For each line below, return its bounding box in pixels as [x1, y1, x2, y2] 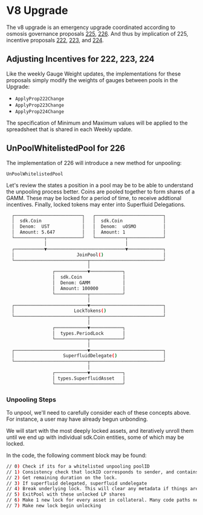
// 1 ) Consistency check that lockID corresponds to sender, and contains [6, 469, 199, 475]
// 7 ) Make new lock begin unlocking [6, 503, 101, 509]
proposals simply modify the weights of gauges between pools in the [6, 76, 178, 83]
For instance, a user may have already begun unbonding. [6, 415, 148, 423]
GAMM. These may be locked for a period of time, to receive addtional [6, 194, 182, 201]
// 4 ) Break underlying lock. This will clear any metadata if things [6, 486, 188, 492]
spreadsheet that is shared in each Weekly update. [6, 125, 133, 133]
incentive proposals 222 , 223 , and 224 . [6, 36, 104, 44]
